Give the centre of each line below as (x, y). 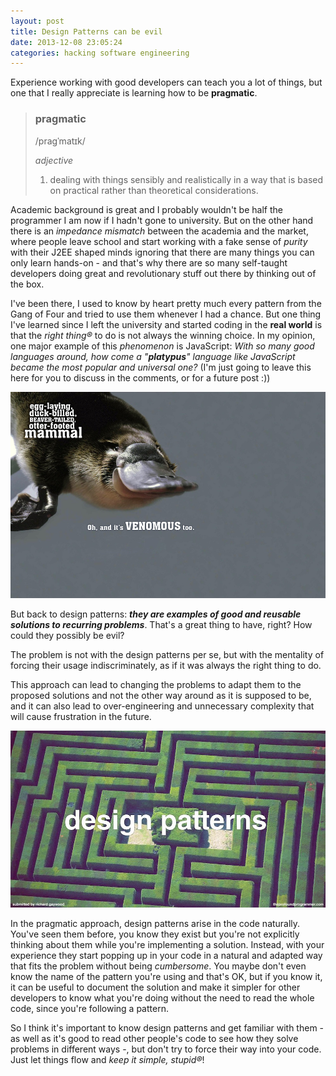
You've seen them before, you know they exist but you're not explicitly (155, 934)
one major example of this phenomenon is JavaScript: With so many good (162, 346)
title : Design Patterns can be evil (86, 31)
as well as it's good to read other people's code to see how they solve (154, 1039)
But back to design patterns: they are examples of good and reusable (156, 614)
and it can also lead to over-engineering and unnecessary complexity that (162, 706)
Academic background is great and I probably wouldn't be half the (146, 209)
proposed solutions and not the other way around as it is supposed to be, (161, 695)
